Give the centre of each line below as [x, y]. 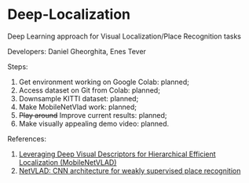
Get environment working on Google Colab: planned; [104, 82]
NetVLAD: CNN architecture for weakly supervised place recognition [130, 170]
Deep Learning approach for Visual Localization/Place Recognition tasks [124, 36]
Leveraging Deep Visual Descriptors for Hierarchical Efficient [117, 154]
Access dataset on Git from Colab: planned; [89, 90]
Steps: [18, 66]
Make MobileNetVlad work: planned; [77, 107]
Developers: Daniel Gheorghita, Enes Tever [77, 51]
